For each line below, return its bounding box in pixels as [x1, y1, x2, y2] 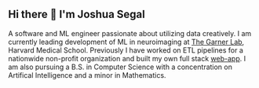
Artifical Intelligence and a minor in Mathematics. [8, 70, 166, 79]
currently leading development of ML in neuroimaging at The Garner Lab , [8, 37, 245, 46]
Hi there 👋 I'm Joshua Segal [8, 8, 145, 21]
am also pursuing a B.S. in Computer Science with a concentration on [8, 62, 233, 71]
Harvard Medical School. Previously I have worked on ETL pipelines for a [8, 45, 243, 55]
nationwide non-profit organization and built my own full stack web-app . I [8, 53, 246, 63]
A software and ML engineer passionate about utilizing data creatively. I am [8, 28, 252, 38]
